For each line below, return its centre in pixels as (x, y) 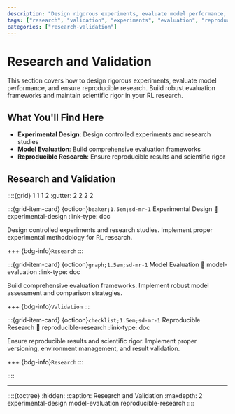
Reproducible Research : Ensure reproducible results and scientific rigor (121, 157)
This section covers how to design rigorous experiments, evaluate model (112, 80)
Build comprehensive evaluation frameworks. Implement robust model (108, 285)
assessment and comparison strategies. (65, 293)
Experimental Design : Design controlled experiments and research (114, 134)
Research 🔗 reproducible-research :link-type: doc (79, 327)
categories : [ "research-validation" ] (62, 27)
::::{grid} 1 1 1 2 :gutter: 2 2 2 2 (50, 195)
